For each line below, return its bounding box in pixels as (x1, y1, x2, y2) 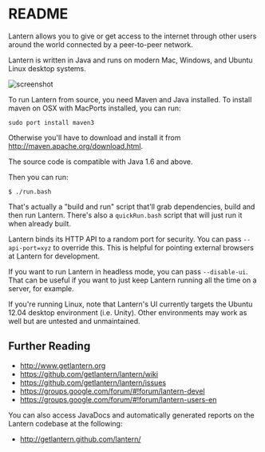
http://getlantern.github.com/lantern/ (19, 434, 141, 444)
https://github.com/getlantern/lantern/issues (19, 378, 166, 387)
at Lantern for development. (8, 251, 100, 261)
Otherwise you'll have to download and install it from (8, 133, 181, 142)
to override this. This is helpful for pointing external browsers (53, 242, 254, 252)
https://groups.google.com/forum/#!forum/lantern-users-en (19, 394, 217, 404)
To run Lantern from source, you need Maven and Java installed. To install (8, 94, 252, 104)
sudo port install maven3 (8, 118, 94, 126)
